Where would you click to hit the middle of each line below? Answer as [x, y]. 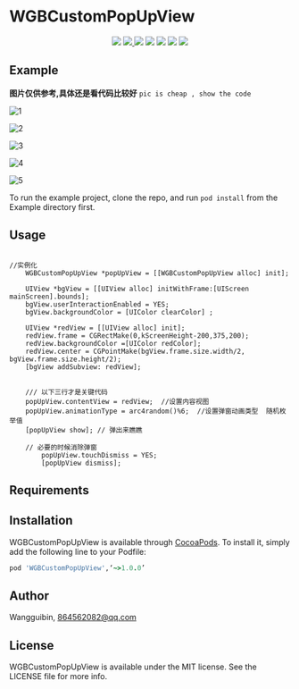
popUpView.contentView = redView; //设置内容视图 [117, 401]
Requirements [49, 490]
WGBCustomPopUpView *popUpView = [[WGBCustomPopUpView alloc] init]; [158, 273]
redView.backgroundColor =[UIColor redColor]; [113, 343]
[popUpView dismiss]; [82, 463]
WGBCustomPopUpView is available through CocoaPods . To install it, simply [149, 542]
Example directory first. [52, 206]
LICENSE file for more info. [58, 676]
